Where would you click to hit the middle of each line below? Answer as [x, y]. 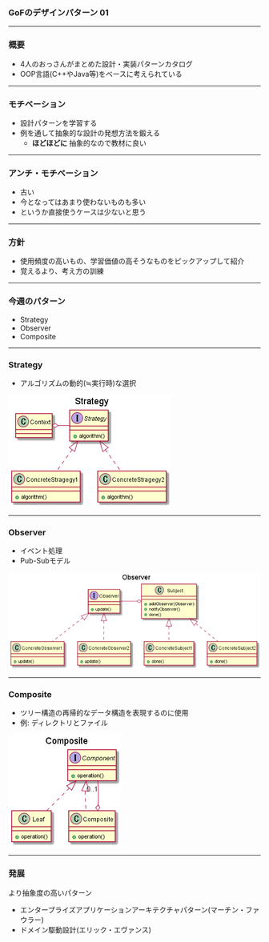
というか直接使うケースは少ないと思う [83, 212]
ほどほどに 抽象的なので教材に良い [89, 142]
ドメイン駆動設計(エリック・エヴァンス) [86, 929]
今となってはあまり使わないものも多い [83, 202]
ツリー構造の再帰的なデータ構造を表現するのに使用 [104, 713]
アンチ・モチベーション [53, 173]
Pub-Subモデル [45, 561]
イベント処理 [41, 551]
